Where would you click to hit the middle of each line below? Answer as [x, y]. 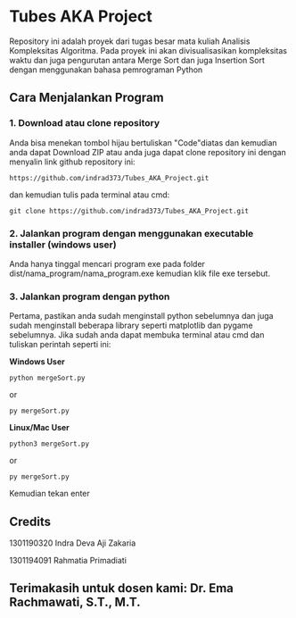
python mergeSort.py [48, 378]
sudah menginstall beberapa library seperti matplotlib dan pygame [131, 326]
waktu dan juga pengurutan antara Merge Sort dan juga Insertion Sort [137, 60]
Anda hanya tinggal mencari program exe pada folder [107, 263]
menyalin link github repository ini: [72, 162]
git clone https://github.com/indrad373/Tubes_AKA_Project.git [129, 211]
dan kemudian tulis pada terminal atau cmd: [90, 195]
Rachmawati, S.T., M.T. [75, 602]
